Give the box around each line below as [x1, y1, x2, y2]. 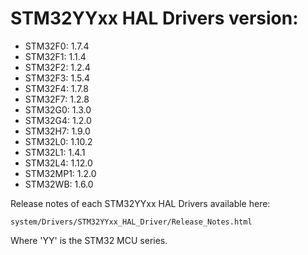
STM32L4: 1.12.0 [24, 157, 93, 169]
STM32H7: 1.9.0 [24, 125, 91, 137]
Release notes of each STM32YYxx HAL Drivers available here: [10, 197, 271, 209]
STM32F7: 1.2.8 [24, 93, 90, 105]
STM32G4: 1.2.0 [24, 114, 92, 126]
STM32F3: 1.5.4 [24, 72, 90, 84]
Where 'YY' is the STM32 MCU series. [10, 234, 168, 246]
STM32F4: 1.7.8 [24, 82, 89, 94]
